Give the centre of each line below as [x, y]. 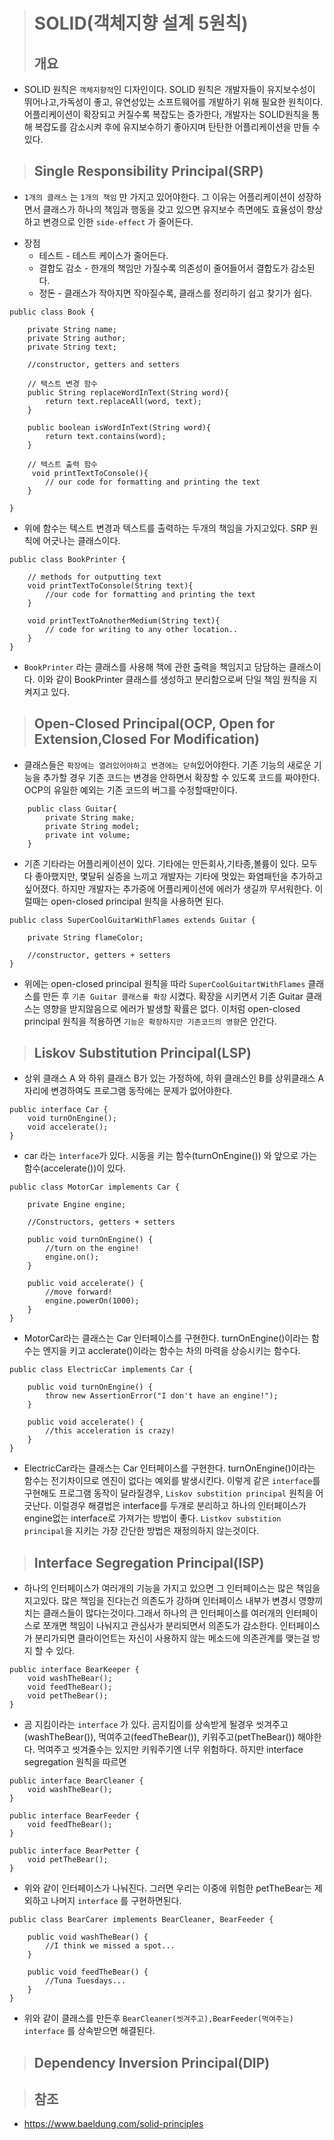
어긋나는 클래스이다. [81, 540]
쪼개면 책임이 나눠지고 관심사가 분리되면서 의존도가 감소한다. [160, 1626]
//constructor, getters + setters [99, 955]
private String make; [90, 817]
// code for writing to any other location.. [142, 629]
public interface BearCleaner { [76, 1781]
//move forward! [79, 1292]
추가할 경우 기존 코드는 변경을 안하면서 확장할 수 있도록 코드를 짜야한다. [181, 777]
